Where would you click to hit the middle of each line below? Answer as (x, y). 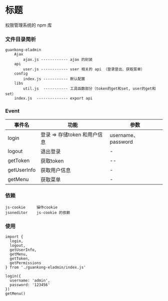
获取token (52, 160)
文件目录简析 (21, 39)
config (21, 74)
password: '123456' (30, 285)
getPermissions (25, 263)
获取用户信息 (56, 170)
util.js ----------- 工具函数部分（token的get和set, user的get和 (89, 89)
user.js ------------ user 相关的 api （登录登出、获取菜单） (84, 69)
